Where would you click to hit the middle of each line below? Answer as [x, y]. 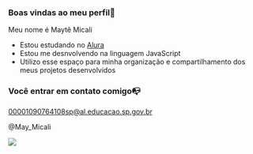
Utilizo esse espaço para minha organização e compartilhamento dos [132, 62]
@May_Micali [30, 126]
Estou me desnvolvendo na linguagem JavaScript [100, 54]
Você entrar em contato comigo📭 [74, 92]
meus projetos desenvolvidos [68, 70]
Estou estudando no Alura [62, 45]
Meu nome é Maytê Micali [50, 30]
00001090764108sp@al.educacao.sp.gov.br [80, 111]
